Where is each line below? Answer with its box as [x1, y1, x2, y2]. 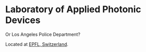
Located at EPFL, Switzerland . [5, 41, 69, 47]
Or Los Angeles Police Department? [5, 31, 81, 37]
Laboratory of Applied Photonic [5, 4, 141, 15]
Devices [5, 14, 41, 26]
